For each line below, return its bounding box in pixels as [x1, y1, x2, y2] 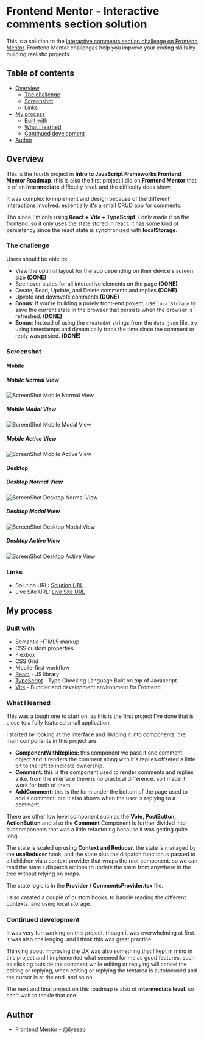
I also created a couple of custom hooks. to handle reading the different [6, 894, 186, 901]
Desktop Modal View [6, 508, 60, 515]
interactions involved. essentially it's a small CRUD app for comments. [6, 201, 182, 209]
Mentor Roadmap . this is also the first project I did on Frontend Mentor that [6, 176, 197, 184]
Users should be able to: [6, 255, 68, 262]
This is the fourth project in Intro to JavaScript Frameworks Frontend [6, 170, 181, 178]
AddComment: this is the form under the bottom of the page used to [15, 788, 188, 795]
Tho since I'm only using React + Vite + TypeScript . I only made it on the [6, 213, 190, 220]
